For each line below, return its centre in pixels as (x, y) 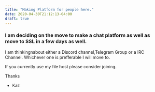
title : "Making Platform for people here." (49, 9)
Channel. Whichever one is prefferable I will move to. (57, 57)
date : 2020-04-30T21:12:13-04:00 (39, 14)
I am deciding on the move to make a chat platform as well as (78, 35)
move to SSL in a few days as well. (46, 42)
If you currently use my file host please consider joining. (61, 66)
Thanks (13, 76)
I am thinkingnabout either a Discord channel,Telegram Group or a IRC (75, 52)
